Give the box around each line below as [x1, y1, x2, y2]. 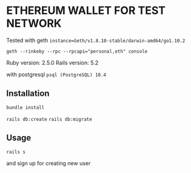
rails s [6, 149, 26, 155]
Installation [6, 89, 50, 99]
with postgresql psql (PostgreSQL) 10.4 [6, 70, 107, 78]
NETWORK [6, 16, 62, 30]
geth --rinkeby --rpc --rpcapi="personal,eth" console [6, 48, 148, 55]
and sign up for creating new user [6, 159, 91, 167]
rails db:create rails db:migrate [6, 116, 92, 122]
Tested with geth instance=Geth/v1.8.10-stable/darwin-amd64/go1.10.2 [6, 36, 186, 44]
